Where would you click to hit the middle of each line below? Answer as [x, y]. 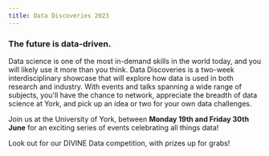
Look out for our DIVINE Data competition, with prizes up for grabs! [119, 143]
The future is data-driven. [60, 43]
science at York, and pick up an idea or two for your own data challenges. [130, 103]
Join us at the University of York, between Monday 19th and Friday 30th [129, 119]
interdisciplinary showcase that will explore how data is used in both [121, 78]
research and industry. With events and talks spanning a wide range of [125, 86]
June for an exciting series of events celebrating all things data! [114, 127]
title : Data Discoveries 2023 [59, 16]
